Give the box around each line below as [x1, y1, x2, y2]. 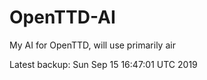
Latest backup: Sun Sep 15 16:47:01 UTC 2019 [9, 58, 198, 70]
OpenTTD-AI [9, 6, 116, 29]
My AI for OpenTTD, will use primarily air [9, 39, 176, 51]
